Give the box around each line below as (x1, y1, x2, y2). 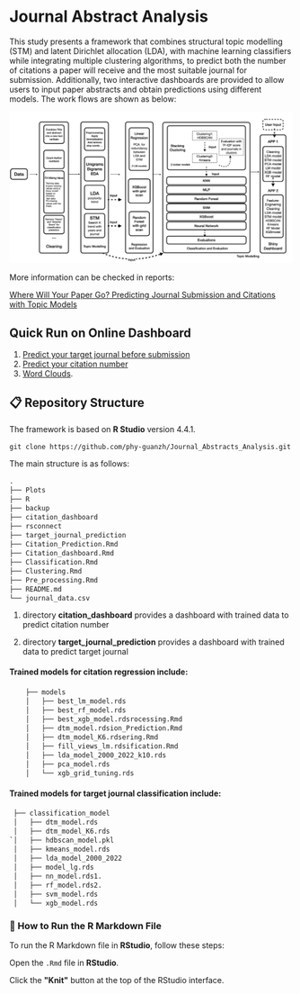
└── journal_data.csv (9, 593, 91, 602)
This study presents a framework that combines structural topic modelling (9, 36, 283, 47)
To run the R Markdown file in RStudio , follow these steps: (9, 940, 225, 951)
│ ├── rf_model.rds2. (13, 881, 102, 890)
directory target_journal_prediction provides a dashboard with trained (22, 637, 285, 647)
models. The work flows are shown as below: (9, 93, 177, 104)
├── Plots (9, 485, 47, 494)
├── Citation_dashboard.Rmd (9, 548, 115, 557)
